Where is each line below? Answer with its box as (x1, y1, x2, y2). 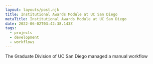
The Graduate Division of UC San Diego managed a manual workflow (5, 53, 148, 59)
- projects (10, 30, 33, 35)
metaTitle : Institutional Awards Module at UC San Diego (5, 16, 127, 21)
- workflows (10, 40, 35, 45)
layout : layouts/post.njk (5, 7, 59, 12)
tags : (5, 26, 17, 31)
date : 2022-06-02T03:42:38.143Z (5, 21, 73, 26)
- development (10, 35, 39, 40)
